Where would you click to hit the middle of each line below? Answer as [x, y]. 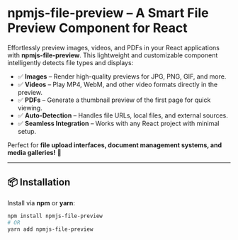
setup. [27, 131]
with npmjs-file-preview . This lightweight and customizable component [113, 55]
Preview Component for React [97, 28]
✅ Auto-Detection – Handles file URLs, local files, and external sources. [123, 115]
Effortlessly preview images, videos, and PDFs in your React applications [113, 47]
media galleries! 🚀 [34, 152]
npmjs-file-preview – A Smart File [108, 13]
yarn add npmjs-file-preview [50, 229]
